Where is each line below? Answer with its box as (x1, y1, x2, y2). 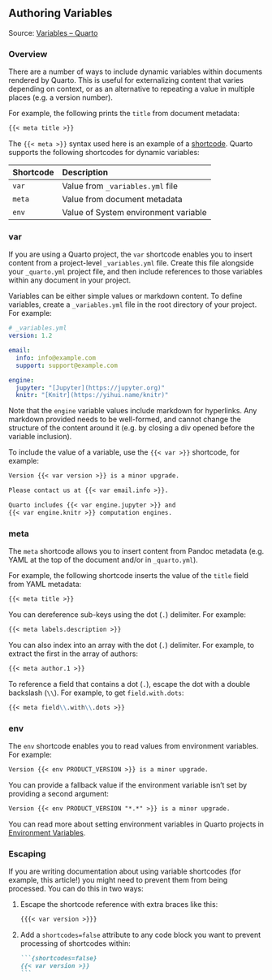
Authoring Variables (8, 6, 113, 20)
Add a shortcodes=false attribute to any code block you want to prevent (19, 930, 261, 939)
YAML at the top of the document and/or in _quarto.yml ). (8, 555, 199, 565)
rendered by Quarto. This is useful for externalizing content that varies (8, 76, 244, 85)
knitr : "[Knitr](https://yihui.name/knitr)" (15, 391, 169, 399)
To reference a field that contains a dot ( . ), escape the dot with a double (8, 679, 250, 689)
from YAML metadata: (8, 580, 82, 589)
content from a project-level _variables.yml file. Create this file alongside (8, 258, 254, 268)
